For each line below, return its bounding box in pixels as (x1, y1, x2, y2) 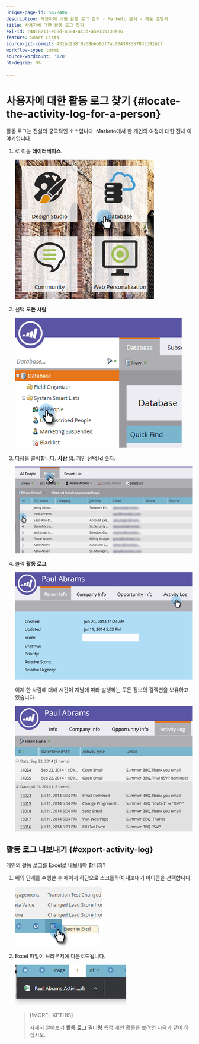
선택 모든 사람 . (14, 306, 49, 313)
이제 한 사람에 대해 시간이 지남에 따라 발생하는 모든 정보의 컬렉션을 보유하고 (14, 686, 189, 693)
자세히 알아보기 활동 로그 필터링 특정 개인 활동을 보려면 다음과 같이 (29, 1024, 183, 1031)
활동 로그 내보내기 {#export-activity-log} (6, 844, 154, 855)
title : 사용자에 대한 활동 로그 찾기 (6, 22, 85, 28)
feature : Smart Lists (6, 34, 60, 41)
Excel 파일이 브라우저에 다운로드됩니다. (14, 952, 106, 960)
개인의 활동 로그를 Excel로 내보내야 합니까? (6, 862, 106, 869)
